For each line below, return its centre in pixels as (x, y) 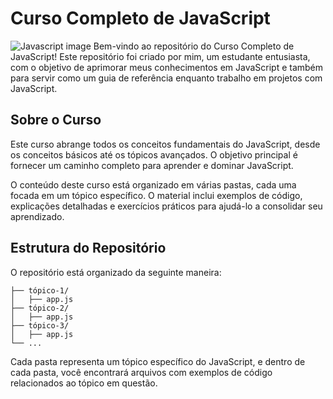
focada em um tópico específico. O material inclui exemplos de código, (156, 195)
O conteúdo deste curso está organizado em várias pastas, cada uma (153, 184)
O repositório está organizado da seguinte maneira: (116, 272)
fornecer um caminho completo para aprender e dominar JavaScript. (152, 165)
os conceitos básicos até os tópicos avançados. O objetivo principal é (154, 154)
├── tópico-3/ (40, 325)
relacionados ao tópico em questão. (84, 383)
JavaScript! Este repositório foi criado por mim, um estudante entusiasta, (160, 56)
